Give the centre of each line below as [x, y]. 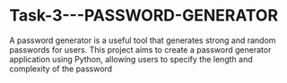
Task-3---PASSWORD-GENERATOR [144, 16]
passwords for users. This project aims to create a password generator [140, 49]
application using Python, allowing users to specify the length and [131, 59]
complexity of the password [61, 69]
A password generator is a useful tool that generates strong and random [143, 40]
